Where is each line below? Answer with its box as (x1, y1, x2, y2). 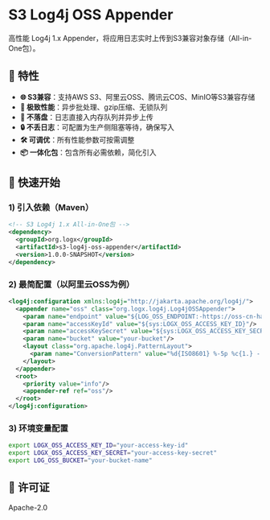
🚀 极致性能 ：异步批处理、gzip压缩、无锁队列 (19, 102, 168, 112)
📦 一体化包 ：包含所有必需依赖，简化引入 (19, 147, 157, 157)
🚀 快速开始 (8, 175, 60, 190)
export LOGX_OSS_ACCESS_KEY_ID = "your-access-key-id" (8, 441, 189, 450)
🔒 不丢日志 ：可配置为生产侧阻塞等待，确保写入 (19, 122, 174, 132)
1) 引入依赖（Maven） (8, 202, 94, 213)
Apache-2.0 (8, 502, 48, 512)
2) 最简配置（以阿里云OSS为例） (8, 279, 135, 290)
